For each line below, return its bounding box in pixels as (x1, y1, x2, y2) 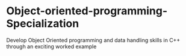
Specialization (6, 17, 79, 30)
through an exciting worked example (6, 43, 97, 50)
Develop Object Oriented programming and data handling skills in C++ (6, 36, 181, 43)
